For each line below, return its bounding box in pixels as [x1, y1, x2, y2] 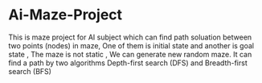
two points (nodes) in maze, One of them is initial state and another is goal [8, 40, 255, 50]
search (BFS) [8, 66, 52, 76]
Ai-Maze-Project [8, 6, 123, 24]
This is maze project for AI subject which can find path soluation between [8, 32, 252, 42]
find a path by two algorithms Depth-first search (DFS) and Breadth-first [8, 58, 248, 68]
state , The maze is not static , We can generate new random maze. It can [8, 49, 252, 59]
